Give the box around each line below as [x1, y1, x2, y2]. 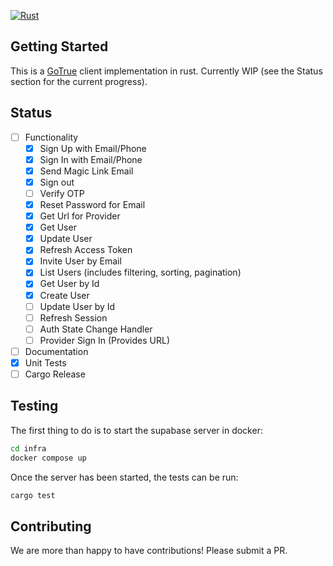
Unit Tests [24, 356, 67, 369]
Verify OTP [39, 187, 85, 199]
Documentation [24, 345, 89, 357]
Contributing [10, 518, 92, 535]
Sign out [39, 176, 75, 188]
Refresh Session [39, 311, 108, 324]
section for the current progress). [10, 75, 148, 87]
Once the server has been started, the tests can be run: [10, 471, 239, 483]
